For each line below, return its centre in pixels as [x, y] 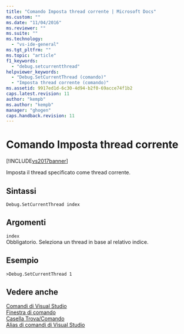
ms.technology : [25, 39]
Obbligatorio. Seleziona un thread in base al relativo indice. [77, 242]
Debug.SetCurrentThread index [43, 204]
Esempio [22, 261]
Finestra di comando [31, 312]
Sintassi [21, 191]
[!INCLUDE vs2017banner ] [37, 161]
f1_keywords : [22, 61]
